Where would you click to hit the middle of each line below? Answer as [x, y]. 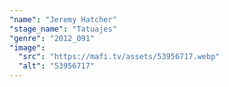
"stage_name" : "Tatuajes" [63, 29]
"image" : [27, 47]
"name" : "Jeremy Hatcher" [63, 19]
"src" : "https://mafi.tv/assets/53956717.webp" [119, 57]
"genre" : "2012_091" [52, 38]
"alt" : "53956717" [57, 66]
